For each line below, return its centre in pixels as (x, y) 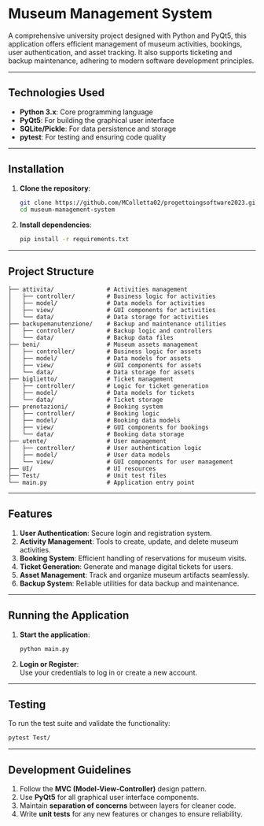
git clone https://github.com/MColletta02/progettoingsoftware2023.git (139, 203)
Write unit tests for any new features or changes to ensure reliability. (131, 814)
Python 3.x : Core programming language (86, 112)
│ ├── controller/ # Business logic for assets (105, 352)
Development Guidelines (70, 770)
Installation (36, 169)
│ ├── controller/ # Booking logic (84, 414)
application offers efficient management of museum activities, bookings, (125, 43)
